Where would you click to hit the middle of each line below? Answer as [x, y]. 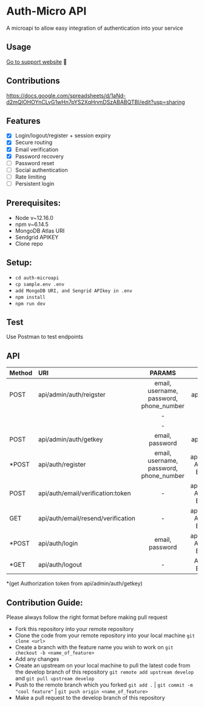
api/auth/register [62, 465]
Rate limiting [31, 177]
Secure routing [34, 142]
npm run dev [30, 304]
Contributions [33, 81]
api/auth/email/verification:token [85, 493]
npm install [30, 297]
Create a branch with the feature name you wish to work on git [94, 647]
